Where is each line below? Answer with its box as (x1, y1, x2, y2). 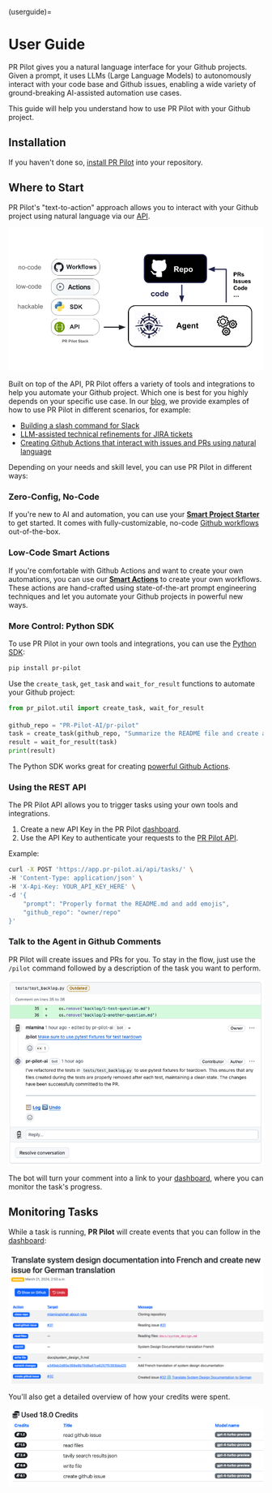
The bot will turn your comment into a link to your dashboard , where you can (8, 1172, 264, 1183)
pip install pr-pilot (8, 664, 82, 672)
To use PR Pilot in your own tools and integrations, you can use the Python (8, 639, 257, 648)
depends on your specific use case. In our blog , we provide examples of (8, 397, 249, 407)
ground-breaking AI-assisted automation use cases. (8, 88, 182, 97)
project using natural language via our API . (8, 211, 151, 221)
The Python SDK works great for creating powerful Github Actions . (8, 762, 231, 772)
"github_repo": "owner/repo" (23, 908, 121, 916)
